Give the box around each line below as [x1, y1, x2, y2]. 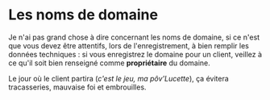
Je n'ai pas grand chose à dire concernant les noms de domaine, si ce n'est [8, 32, 260, 42]
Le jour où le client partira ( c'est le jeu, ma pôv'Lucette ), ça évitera [8, 73, 230, 83]
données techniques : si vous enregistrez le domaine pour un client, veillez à [8, 49, 263, 59]
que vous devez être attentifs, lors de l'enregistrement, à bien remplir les [8, 40, 250, 50]
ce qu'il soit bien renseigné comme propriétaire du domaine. [8, 58, 211, 68]
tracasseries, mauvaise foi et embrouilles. [8, 82, 147, 92]
